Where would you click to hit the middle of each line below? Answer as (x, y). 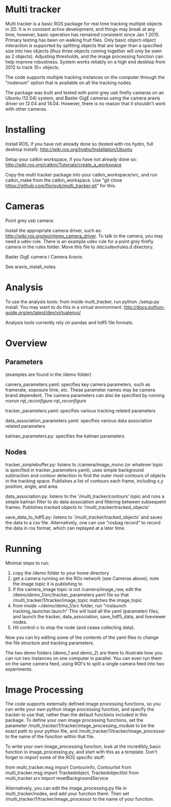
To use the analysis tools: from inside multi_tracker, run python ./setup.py (82, 302)
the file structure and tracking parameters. (50, 643)
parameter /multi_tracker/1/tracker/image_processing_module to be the (80, 726)
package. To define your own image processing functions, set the (75, 720)
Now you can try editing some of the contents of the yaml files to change (82, 637)
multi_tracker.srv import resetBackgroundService (57, 778)
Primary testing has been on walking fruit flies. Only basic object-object (81, 40)
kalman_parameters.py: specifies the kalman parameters (65, 436)
